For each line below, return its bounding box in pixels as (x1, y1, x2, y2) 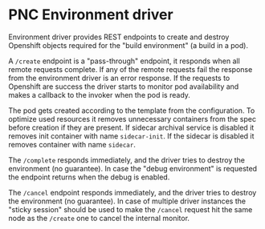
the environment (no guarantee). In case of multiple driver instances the (8, 196, 247, 206)
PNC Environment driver (8, 6, 174, 24)
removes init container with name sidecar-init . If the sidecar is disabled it (8, 131, 255, 141)
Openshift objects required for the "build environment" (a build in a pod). (8, 40, 249, 50)
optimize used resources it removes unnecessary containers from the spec (8, 114, 257, 123)
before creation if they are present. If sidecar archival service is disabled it (8, 123, 255, 132)
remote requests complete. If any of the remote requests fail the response (8, 64, 253, 74)
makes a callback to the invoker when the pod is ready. (8, 90, 191, 99)
